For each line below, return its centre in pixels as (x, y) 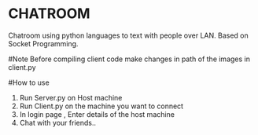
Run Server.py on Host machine (71, 97)
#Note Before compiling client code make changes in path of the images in (129, 59)
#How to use (29, 82)
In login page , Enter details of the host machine (97, 114)
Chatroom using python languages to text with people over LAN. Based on (129, 35)
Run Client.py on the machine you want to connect (101, 106)
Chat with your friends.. (58, 122)
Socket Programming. (43, 43)
